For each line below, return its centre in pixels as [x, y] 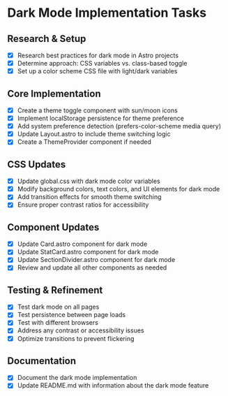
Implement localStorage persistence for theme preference [101, 118]
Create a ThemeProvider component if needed [84, 142]
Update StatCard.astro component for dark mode [88, 252]
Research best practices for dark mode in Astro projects [98, 55]
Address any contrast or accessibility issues [81, 330]
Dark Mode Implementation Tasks [107, 13]
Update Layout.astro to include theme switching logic [94, 134]
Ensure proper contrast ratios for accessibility [83, 205]
